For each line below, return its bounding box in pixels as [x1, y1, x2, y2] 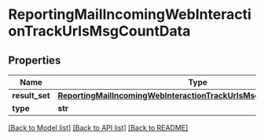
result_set [12, 90, 50, 101]
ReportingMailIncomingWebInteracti [8, 6, 251, 24]
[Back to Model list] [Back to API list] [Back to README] [8, 123, 189, 132]
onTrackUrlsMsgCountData [8, 22, 191, 40]
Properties [8, 53, 61, 67]
